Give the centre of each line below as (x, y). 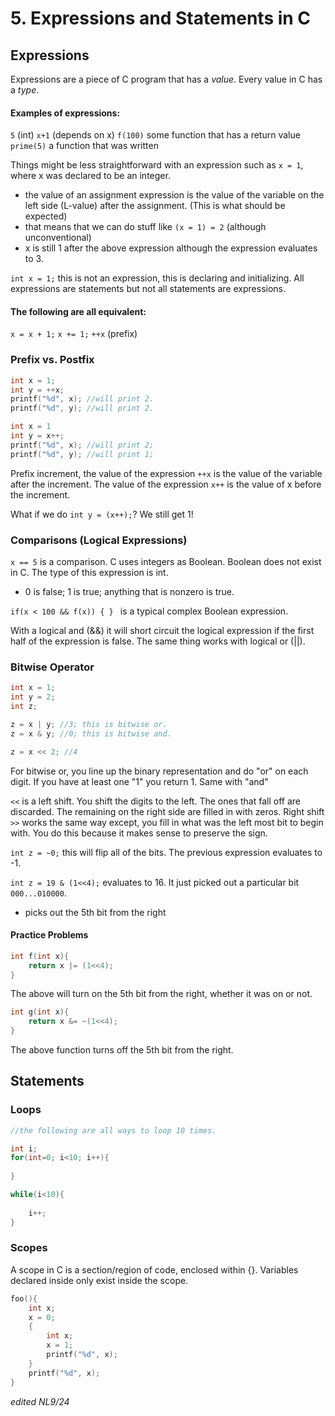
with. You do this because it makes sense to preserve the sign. (139, 833)
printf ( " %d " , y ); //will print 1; (82, 454)
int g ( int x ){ (40, 1012)
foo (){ (24, 1298)
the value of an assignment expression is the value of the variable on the (174, 195)
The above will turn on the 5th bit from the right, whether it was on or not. (161, 994)
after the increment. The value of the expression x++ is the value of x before (166, 484)
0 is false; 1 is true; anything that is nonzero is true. (129, 591)
